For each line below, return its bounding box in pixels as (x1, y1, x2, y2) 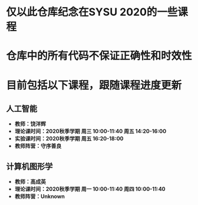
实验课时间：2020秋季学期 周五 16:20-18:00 (14, 135, 124, 142)
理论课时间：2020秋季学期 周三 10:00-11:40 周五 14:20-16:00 (14, 128, 167, 135)
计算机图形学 (6, 161, 53, 171)
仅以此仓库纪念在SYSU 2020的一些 (6, 5, 178, 19)
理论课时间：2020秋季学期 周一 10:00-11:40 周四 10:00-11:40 (14, 186, 166, 193)
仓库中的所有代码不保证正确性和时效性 (6, 49, 193, 62)
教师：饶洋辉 (14, 120, 46, 127)
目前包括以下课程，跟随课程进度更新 (6, 78, 182, 92)
